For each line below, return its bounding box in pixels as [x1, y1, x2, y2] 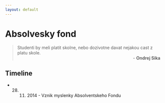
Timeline [5, 69, 33, 77]
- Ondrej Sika [132, 55, 161, 61]
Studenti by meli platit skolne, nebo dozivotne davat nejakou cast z [17, 45, 153, 51]
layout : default [5, 7, 38, 12]
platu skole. [17, 50, 41, 55]
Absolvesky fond [5, 28, 76, 39]
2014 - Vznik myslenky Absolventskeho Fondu [27, 93, 121, 99]
